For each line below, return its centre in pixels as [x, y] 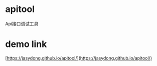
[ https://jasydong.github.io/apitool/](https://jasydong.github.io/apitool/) [78, 58]
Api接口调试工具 [22, 23]
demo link [26, 44]
